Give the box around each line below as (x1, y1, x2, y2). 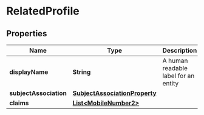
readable (162, 64, 188, 72)
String (72, 68, 91, 76)
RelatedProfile (6, 4, 80, 18)
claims (9, 99, 29, 107)
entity (162, 79, 179, 87)
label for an (162, 71, 195, 80)
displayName (9, 68, 49, 76)
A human (162, 56, 188, 65)
